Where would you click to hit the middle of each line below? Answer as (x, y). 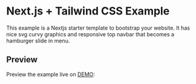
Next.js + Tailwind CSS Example (88, 11)
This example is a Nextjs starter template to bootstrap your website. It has (98, 28)
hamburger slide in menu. (38, 40)
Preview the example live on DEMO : (51, 74)
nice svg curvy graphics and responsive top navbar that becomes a (90, 34)
